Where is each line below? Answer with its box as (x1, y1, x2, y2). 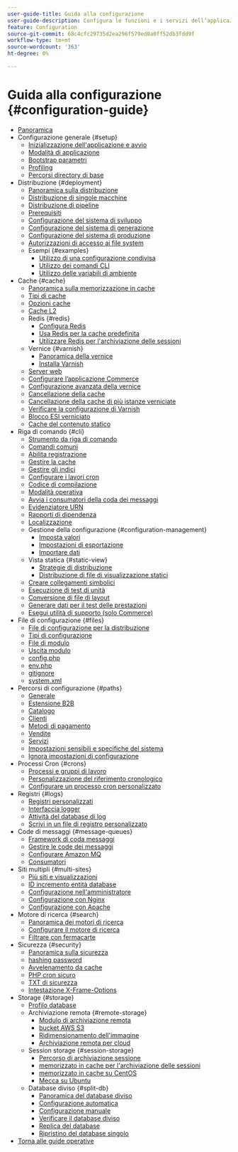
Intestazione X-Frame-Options (28, 985, 117, 994)
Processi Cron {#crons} (17, 759, 87, 768)
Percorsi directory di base (28, 170, 104, 179)
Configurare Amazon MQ (28, 849, 101, 858)
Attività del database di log (28, 812, 106, 820)
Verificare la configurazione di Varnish (28, 404, 140, 413)
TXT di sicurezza (28, 978, 78, 987)
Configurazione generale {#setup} (17, 133, 118, 141)
